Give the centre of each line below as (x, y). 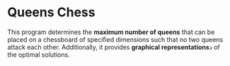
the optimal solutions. (39, 55)
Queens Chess (51, 12)
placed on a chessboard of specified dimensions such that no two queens (115, 39)
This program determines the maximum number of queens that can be (111, 32)
